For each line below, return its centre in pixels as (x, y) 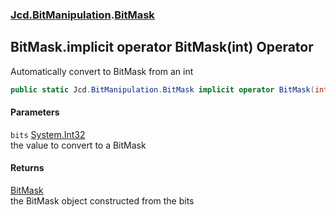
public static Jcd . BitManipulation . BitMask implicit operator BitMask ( (162, 89)
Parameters (35, 112)
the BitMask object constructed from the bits (102, 201)
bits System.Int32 (48, 134)
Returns (27, 168)
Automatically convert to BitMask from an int (102, 71)
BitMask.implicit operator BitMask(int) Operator (162, 47)
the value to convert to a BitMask (78, 145)
